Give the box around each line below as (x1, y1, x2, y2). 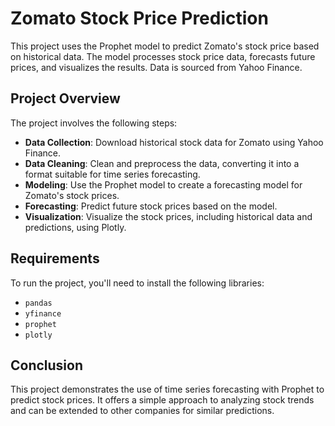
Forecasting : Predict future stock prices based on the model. (24, 200, 278, 212)
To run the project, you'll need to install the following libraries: (10, 277, 265, 289)
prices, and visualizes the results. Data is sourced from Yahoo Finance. (10, 61, 303, 73)
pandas (24, 298, 53, 308)
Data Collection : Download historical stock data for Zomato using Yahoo (24, 136, 324, 148)
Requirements (10, 250, 100, 267)
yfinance (24, 308, 62, 319)
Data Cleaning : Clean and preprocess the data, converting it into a (24, 157, 300, 169)
